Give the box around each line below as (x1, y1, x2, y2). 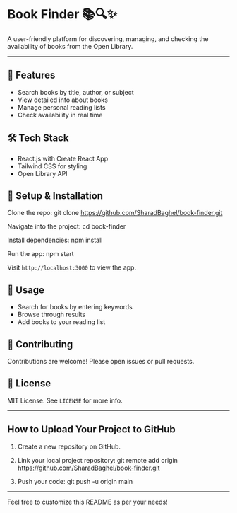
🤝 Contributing (7, 338, 73, 350)
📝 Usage (7, 284, 44, 296)
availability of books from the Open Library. (7, 42, 133, 50)
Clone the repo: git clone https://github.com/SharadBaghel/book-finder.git (7, 209, 223, 217)
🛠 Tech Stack (7, 132, 69, 144)
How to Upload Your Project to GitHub (7, 423, 176, 436)
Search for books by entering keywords (17, 303, 133, 311)
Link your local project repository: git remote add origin (17, 456, 178, 464)
